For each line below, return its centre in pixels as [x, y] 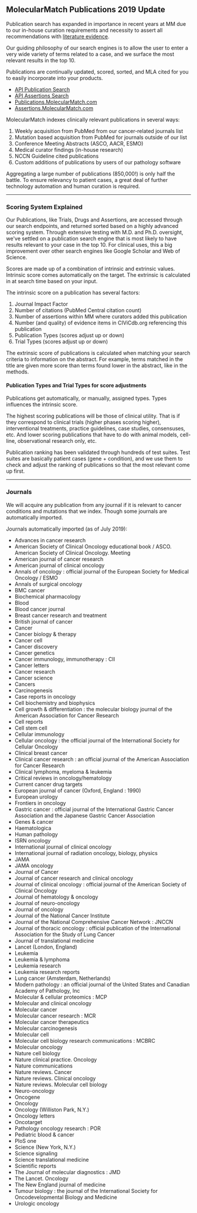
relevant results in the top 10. [41, 60]
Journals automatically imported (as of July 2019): [67, 529]
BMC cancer [30, 590]
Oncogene [27, 1097]
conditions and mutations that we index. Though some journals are [86, 511]
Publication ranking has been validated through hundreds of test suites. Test [98, 452]
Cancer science [33, 678]
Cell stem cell [31, 728]
